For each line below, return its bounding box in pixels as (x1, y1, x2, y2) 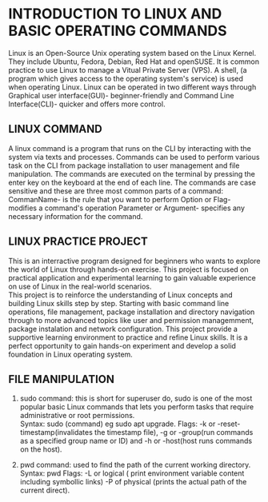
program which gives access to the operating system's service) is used (8, 74, 244, 83)
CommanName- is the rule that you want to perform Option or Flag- (8, 194, 231, 204)
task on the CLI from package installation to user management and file (8, 161, 240, 170)
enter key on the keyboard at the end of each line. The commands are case (8, 177, 256, 187)
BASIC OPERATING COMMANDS (8, 22, 227, 40)
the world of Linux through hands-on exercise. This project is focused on (8, 265, 249, 274)
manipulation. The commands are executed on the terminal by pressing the (8, 169, 256, 178)
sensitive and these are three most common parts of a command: (8, 185, 224, 196)
